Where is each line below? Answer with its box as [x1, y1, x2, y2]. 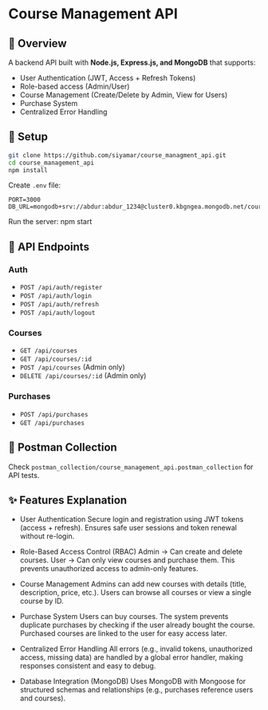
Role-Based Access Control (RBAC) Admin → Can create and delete [19, 547, 243, 557]
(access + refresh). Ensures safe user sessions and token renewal [19, 523, 238, 533]
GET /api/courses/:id [19, 356, 92, 364]
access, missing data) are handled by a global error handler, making [19, 653, 243, 662]
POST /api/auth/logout [19, 309, 96, 318]
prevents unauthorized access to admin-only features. [19, 564, 199, 574]
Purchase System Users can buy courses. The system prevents [19, 612, 229, 621]
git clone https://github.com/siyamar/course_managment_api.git [8, 151, 227, 160]
